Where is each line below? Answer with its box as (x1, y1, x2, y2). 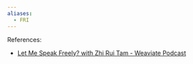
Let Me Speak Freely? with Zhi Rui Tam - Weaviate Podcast (17, 49, 186, 57)
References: (7, 35, 42, 43)
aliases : (7, 10, 33, 17)
